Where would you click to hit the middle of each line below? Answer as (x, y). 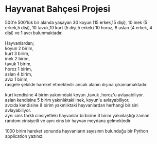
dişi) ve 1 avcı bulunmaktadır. (34, 33)
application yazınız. (24, 136)
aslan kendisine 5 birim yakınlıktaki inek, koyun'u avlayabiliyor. (67, 100)
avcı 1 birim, (17, 79)
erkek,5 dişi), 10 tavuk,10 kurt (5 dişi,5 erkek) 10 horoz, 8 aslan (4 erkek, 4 (79, 27)
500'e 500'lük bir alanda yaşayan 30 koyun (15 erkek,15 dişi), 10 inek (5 (76, 22)
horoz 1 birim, (19, 69)
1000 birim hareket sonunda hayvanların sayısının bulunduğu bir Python (77, 131)
